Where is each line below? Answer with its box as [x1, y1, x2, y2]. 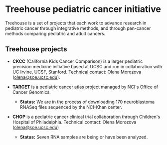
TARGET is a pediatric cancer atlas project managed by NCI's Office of [12, 84, 159, 90]
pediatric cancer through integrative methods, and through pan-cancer [5, 25, 151, 31]
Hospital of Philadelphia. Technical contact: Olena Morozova [12, 119, 137, 125]
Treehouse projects [5, 45, 67, 53]
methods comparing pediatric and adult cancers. [5, 30, 106, 36]
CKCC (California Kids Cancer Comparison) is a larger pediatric [12, 58, 143, 64]
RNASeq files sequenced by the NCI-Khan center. [19, 104, 122, 110]
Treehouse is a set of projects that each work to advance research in [5, 20, 147, 26]
